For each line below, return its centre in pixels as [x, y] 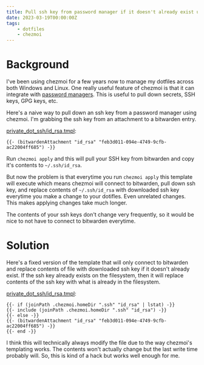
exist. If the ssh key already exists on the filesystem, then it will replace [95, 275]
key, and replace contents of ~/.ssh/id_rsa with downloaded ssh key [93, 190]
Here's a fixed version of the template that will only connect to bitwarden [97, 262]
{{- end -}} [21, 332]
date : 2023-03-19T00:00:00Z [42, 18]
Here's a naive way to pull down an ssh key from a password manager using [102, 113]
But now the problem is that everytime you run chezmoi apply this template [100, 177]
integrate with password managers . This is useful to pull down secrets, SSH [101, 94]
